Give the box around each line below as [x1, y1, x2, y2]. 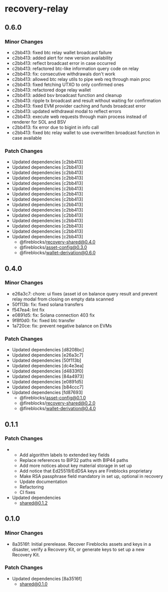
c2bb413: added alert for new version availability [12, 55, 113, 61]
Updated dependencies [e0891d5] [12, 379, 83, 385]
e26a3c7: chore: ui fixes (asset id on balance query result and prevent [12, 290, 158, 297]
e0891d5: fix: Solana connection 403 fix [12, 312, 95, 318]
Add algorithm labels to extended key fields [19, 452, 110, 458]
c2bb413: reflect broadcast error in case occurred [12, 60, 116, 66]
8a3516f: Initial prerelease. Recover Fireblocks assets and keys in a [12, 541, 151, 547]
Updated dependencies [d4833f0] [12, 368, 83, 374]
